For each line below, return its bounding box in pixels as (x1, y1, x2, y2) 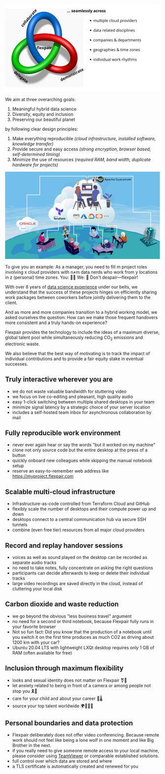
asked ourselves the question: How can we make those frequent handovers (5, 315, 158, 320)
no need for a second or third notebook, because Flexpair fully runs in (12, 618, 154, 624)
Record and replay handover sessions (5, 541, 123, 550)
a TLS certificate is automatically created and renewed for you (12, 764, 138, 770)
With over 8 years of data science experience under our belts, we (5, 284, 138, 290)
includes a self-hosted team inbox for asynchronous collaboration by (12, 409, 152, 415)
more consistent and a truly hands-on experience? (5, 320, 108, 326)
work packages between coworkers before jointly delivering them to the (5, 295, 151, 300)
